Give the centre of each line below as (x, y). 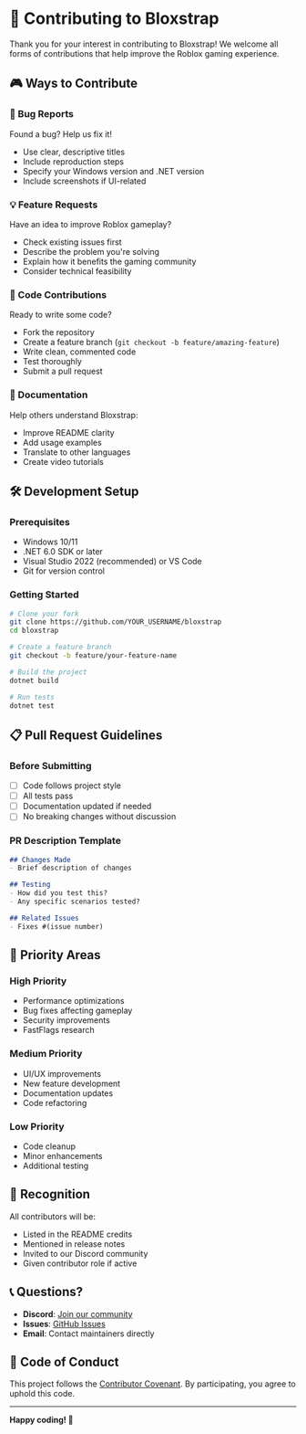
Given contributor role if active (80, 1263)
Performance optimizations (73, 1001)
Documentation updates (68, 1093)
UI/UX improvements (62, 1073)
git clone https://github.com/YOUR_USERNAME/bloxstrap (116, 622)
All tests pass (48, 796)
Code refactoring (55, 1102)
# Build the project (49, 672)
